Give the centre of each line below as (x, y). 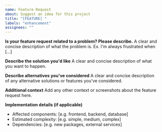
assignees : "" (20, 28)
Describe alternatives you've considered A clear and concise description (80, 76)
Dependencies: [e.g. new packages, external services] (67, 125)
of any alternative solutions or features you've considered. (64, 81)
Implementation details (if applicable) (44, 105)
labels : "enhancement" (28, 23)
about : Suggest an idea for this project (48, 14)
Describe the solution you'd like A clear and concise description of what (79, 61)
